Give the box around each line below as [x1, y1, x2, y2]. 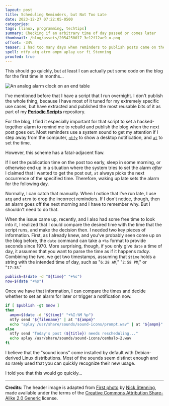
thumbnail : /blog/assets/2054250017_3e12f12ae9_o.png [5, 36, 121, 41]
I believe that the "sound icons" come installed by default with [5, 350, 134, 355]
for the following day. [5, 181, 49, 187]
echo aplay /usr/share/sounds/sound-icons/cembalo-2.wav [10, 336, 132, 341]
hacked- [137, 119, 154, 125]
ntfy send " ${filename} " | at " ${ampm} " [10, 317, 96, 322]
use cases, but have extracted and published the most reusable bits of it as [5, 104, 161, 110]
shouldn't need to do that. [5, 207, 59, 213]
